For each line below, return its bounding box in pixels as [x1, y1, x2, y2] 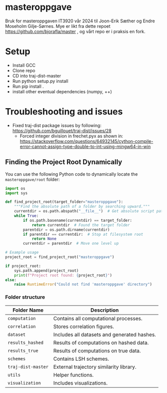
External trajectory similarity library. [53, 363, 137, 370]
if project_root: [5, 263, 41, 268]
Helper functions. [53, 371, 94, 378]
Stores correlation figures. [53, 323, 114, 330]
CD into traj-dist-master [12, 72, 61, 78]
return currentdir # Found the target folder [31, 222, 130, 227]
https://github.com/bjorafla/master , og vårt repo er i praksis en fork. [5, 28, 146, 34]
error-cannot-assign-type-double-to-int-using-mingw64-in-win [19, 143, 151, 149]
